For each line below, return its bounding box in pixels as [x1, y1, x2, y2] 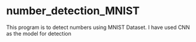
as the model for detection [6, 30, 72, 37]
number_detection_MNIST [6, 4, 140, 18]
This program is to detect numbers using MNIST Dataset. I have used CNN [6, 24, 190, 31]
